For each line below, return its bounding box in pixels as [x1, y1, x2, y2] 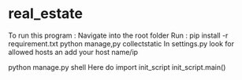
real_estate [8, 5, 84, 23]
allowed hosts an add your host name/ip [8, 47, 139, 56]
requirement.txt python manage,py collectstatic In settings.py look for [8, 38, 235, 48]
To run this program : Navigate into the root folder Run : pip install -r [8, 31, 229, 40]
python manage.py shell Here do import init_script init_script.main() [8, 62, 226, 71]
